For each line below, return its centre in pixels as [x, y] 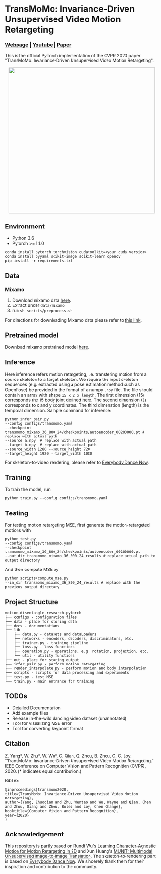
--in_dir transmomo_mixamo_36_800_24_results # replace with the [72, 583]
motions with [18, 530]
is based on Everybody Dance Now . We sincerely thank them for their [75, 861]
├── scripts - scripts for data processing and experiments [67, 673]
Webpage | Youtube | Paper [38, 45]
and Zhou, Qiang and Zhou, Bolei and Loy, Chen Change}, [64, 807]
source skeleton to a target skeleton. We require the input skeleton [72, 379]
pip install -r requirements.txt [39, 261]
